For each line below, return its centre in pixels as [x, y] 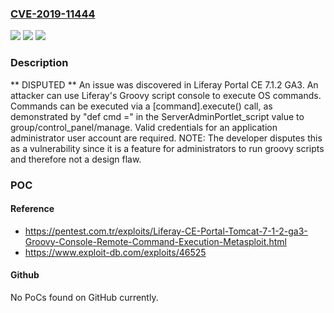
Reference [32, 209]
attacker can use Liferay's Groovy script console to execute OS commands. [166, 95]
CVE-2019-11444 [53, 14]
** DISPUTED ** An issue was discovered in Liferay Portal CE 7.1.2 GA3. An [164, 84]
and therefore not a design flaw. [76, 159]
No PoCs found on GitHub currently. [84, 297]
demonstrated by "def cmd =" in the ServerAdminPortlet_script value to [157, 116]
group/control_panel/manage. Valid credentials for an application [144, 127]
